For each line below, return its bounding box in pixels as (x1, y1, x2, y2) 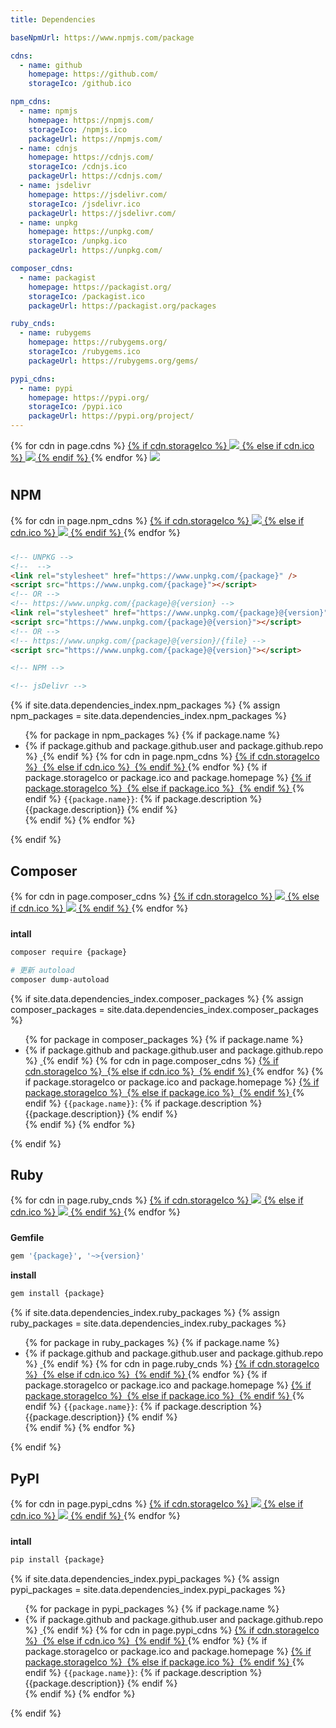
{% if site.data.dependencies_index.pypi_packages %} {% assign (10, 1572, 280, 1585)
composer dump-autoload (10, 974, 110, 985)
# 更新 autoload (10, 965, 75, 975)
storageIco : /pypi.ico (28, 402, 123, 412)
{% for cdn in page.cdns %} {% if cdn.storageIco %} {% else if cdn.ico (10, 440, 315, 451)
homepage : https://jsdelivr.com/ (28, 189, 168, 200)
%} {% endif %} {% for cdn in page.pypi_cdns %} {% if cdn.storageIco (24, 1624, 320, 1636)
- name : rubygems (19, 328, 92, 338)
